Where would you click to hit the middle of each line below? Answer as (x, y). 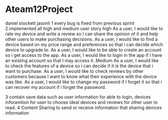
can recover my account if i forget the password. (56, 87)
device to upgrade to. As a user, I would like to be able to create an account (83, 50)
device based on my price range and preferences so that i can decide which (84, 44)
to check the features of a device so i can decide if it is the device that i (79, 66)
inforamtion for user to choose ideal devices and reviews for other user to (81, 102)
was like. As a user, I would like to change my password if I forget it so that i (83, 82)
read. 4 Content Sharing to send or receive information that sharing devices (83, 107)
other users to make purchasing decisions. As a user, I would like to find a (81, 39)
